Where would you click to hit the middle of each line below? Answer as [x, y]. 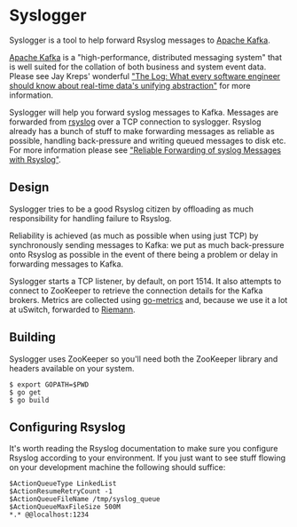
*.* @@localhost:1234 [49, 515]
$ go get [25, 392]
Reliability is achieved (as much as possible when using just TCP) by [134, 236]
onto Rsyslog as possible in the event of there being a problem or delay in [144, 254]
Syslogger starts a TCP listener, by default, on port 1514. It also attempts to [145, 281]
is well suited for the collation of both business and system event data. [138, 67]
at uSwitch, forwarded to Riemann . [72, 309]
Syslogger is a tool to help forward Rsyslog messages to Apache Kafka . [140, 40]
